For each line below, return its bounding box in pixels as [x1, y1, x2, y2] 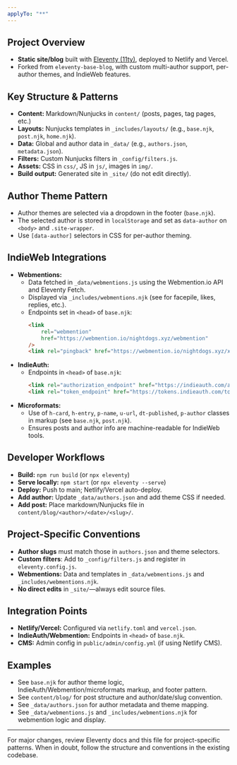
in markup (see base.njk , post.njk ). [28, 416, 132, 425]
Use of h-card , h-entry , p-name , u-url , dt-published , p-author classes [28, 409, 230, 417]
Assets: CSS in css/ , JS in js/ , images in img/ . [17, 162, 153, 170]
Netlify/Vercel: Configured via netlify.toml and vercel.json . [17, 624, 197, 632]
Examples [7, 659, 51, 671]
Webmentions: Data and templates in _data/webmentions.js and [17, 569, 205, 578]
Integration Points [7, 605, 88, 617]
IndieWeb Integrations [7, 251, 107, 263]
